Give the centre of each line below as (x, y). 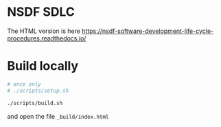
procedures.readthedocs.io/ (47, 38)
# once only (24, 84)
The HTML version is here (44, 31)
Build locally (43, 66)
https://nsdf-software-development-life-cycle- (148, 31)
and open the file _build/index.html (58, 116)
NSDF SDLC (41, 12)
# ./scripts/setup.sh (38, 91)
